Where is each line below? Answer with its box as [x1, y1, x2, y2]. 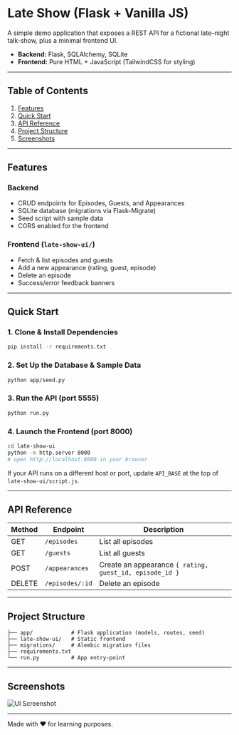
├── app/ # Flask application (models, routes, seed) [7, 629, 205, 637]
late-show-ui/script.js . [7, 476, 80, 485]
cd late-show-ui [7, 442, 55, 450]
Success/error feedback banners [17, 278, 115, 287]
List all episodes [99, 537, 154, 547]
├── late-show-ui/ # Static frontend [7, 636, 126, 643]
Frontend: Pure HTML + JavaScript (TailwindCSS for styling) [17, 57, 196, 66]
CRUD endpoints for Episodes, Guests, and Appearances [17, 199, 185, 207]
